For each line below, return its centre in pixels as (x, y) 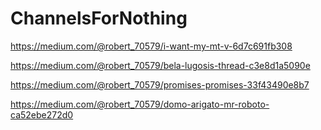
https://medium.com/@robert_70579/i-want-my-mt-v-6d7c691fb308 (151, 46)
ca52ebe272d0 (42, 114)
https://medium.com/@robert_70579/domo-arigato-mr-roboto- (140, 104)
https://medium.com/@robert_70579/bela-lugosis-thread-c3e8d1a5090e (160, 65)
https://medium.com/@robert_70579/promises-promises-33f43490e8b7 (160, 84)
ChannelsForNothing (99, 18)
